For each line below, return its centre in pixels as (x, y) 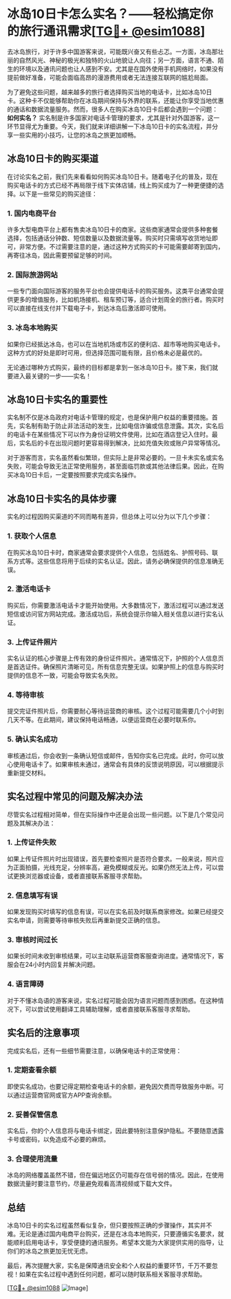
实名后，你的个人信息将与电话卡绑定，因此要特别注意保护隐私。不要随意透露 (115, 1131)
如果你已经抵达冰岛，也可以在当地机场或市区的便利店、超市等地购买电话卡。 (115, 344)
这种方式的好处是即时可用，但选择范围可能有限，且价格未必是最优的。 (107, 353)
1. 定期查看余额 (32, 1070)
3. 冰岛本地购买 (33, 328)
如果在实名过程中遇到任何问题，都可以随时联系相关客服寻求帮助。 (112, 1274)
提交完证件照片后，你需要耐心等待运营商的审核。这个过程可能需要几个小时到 (115, 711)
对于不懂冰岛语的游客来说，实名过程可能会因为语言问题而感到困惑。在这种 (112, 1000)
